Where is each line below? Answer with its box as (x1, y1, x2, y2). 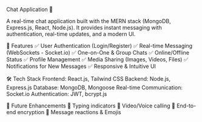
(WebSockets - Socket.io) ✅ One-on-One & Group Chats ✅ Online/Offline (6, 49, 190, 56)
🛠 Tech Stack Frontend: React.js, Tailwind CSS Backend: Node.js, (6, 75, 171, 82)
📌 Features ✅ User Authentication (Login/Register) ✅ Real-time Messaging (6, 42, 193, 49)
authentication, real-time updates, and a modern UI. (6, 30, 136, 38)
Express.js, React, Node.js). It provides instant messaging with (6, 24, 162, 31)
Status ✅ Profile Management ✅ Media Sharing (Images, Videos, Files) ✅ (6, 56, 189, 63)
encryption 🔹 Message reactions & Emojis (17, 109, 121, 115)
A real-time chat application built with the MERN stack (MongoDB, (6, 18, 171, 24)
